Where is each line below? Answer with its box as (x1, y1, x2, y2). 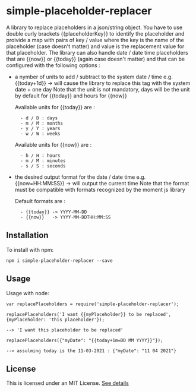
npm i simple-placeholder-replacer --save (6, 257, 113, 264)
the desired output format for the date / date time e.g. (14, 173, 146, 181)
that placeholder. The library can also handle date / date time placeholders (6, 49, 188, 56)
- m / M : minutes (20, 157, 66, 164)
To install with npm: (6, 246, 54, 253)
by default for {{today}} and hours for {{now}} (14, 92, 128, 99)
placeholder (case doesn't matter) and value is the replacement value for (6, 43, 185, 50)
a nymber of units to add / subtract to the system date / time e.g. (14, 73, 173, 80)
